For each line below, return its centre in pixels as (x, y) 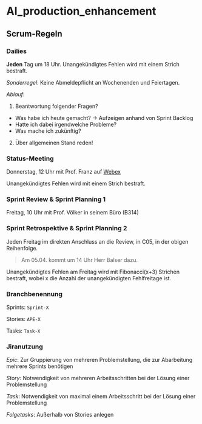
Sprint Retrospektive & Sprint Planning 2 (67, 228)
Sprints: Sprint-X (28, 307)
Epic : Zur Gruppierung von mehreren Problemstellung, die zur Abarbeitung (99, 360)
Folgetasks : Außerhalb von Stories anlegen (60, 415)
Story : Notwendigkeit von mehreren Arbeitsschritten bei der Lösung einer (98, 378)
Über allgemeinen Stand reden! (54, 143)
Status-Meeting (30, 158)
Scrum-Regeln (34, 34)
